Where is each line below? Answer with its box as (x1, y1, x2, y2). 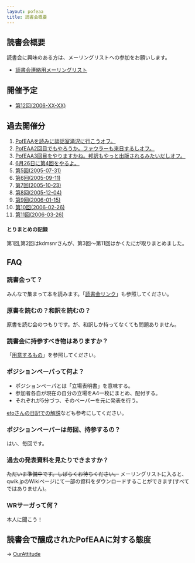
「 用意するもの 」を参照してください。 (6, 351, 99, 358)
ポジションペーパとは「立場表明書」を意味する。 (15, 382, 134, 389)
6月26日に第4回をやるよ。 (15, 159, 80, 166)
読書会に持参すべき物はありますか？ (6, 337, 108, 346)
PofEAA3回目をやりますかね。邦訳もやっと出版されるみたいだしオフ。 (15, 152, 186, 159)
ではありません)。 (6, 485, 50, 492)
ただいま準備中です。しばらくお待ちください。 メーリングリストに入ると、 (6, 471, 187, 478)
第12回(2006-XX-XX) (15, 102, 66, 109)
